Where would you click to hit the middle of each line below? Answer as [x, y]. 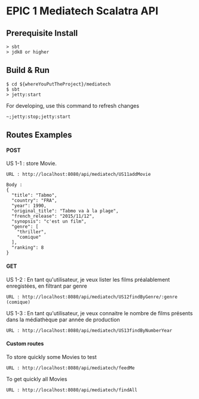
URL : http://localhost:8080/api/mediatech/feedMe [71, 368]
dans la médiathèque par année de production [63, 319]
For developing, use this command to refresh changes [73, 105]
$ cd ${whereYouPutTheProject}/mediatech [59, 84]
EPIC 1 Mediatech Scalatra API [82, 11]
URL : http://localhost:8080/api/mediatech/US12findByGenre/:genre [92, 297]
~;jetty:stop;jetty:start [38, 117]
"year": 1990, [29, 206]
